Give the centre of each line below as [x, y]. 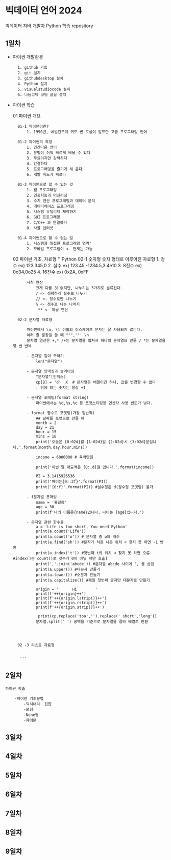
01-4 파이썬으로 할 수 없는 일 [45, 238]
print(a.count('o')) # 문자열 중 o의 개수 [78, 536]
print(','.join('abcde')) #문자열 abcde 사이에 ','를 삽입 [95, 564]
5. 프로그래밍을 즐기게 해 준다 [54, 169]
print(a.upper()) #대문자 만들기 [68, 569]
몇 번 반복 [22, 346]
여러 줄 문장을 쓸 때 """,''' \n [58, 335]
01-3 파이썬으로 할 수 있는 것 [45, 184]
